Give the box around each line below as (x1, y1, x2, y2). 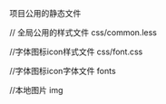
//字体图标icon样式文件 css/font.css (9, 46, 143, 57)
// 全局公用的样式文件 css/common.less (9, 27, 157, 38)
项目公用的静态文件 (9, 8, 82, 18)
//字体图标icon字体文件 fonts (9, 66, 116, 76)
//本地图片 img (9, 85, 63, 95)
